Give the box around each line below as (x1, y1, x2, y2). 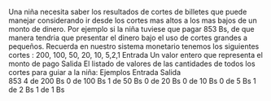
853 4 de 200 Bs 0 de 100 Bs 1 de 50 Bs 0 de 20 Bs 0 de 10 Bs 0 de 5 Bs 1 (8, 77, 256, 86)
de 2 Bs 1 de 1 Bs (8, 85, 65, 94)
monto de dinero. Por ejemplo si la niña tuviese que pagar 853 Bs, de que (8, 24, 255, 33)
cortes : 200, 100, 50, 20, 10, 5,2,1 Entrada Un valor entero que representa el (8, 50, 263, 59)
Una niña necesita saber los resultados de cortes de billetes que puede (8, 7, 247, 16)
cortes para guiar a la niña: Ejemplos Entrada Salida (8, 68, 181, 77)
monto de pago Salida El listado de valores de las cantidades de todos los (8, 59, 256, 68)
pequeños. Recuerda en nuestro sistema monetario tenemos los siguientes (8, 42, 260, 51)
